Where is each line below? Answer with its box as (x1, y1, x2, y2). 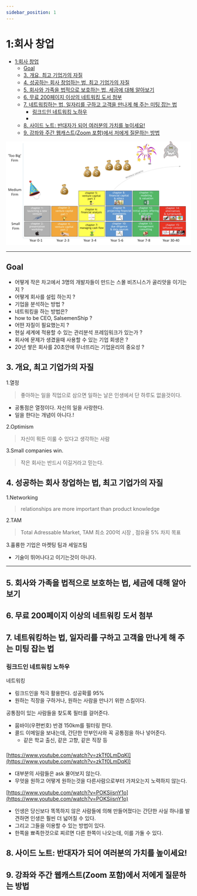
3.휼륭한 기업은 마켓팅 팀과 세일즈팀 (6, 541, 88, 548)
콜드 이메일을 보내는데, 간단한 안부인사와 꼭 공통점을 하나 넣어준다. (14, 729, 167, 736)
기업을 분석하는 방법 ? (14, 300, 64, 308)
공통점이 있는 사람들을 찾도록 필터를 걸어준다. (6, 709, 110, 716)
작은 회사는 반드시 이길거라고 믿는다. (20, 459, 104, 466)
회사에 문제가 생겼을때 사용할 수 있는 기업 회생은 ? (14, 336, 128, 343)
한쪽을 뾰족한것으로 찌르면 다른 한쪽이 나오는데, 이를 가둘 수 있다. (14, 829, 163, 836)
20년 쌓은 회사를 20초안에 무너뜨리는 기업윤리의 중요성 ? (14, 343, 145, 351)
